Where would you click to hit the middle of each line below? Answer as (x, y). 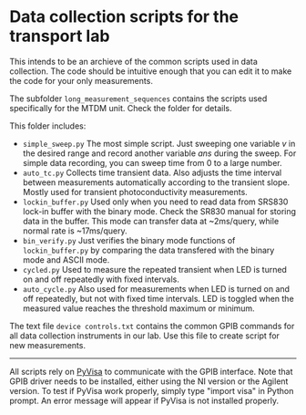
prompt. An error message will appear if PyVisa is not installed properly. (144, 400)
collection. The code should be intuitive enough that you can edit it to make (151, 71)
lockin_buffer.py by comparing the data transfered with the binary (148, 250)
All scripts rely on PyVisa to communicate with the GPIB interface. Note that (151, 371)
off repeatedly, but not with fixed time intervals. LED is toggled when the (158, 298)
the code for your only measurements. (81, 80)
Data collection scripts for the (124, 17)
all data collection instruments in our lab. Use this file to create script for (145, 336)
